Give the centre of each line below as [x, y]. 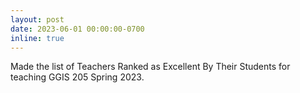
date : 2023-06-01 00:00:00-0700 [77, 29]
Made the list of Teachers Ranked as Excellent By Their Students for [150, 67]
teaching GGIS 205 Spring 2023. [77, 77]
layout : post [37, 19]
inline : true [37, 38]
